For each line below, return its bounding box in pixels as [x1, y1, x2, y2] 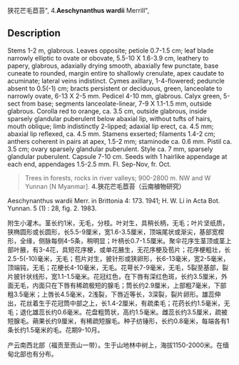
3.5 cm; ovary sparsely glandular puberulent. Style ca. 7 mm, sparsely [7, 145, 213, 153]
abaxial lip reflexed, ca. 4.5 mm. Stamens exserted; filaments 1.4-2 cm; [7, 129, 216, 138]
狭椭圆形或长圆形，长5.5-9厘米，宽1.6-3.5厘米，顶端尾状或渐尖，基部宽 [7, 227, 218, 236]
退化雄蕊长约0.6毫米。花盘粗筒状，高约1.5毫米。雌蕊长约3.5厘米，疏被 [19, 307, 228, 316]
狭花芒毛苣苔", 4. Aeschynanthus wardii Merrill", [7, 6, 150, 14]
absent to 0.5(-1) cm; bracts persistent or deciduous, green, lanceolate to [7, 84, 223, 93]
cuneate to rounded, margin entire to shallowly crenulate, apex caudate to [7, 68, 225, 77]
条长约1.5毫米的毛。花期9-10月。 [7, 325, 104, 334]
